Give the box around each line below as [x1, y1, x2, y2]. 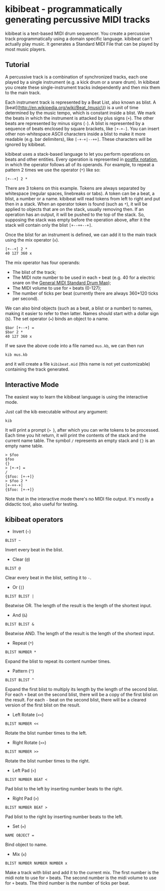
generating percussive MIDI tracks [5, 14, 150, 25]
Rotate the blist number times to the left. [5, 730, 87, 736]
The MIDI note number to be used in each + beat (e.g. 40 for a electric [12, 274, 156, 280]
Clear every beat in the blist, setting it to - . [5, 574, 92, 581]
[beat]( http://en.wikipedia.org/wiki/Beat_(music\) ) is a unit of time [5, 104, 139, 110]
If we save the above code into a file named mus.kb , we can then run [5, 342, 145, 348]
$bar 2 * [5, 329, 23, 334]
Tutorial [5, 61, 30, 69]
